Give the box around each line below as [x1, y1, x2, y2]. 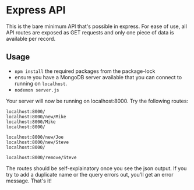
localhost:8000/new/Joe [6, 134, 64, 140]
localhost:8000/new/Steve [6, 139, 69, 145]
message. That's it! [6, 177, 52, 184]
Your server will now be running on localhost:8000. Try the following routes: [6, 97, 188, 104]
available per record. [6, 35, 56, 42]
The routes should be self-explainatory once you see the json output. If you [6, 164, 187, 172]
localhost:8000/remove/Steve [6, 154, 77, 160]
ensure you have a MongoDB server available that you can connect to [14, 73, 182, 80]
